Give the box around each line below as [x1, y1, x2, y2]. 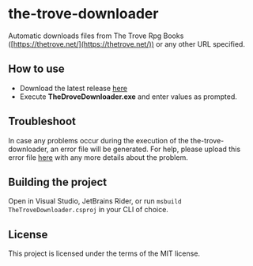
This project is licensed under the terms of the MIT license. [8, 249, 200, 258]
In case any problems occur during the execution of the [8, 135, 189, 145]
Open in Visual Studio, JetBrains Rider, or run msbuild [8, 196, 182, 206]
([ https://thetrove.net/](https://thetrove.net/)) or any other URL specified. [8, 39, 245, 48]
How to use [8, 63, 65, 76]
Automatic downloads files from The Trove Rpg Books [8, 31, 184, 40]
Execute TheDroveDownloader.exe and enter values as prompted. [19, 92, 237, 101]
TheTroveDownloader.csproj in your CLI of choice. [8, 205, 168, 215]
